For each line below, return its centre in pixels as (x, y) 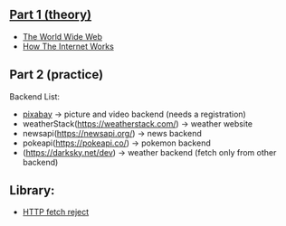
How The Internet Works (68, 46)
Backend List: (35, 96)
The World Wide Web (62, 36)
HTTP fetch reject (56, 212)
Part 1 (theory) (51, 15)
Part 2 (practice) (57, 75)
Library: (32, 190)
